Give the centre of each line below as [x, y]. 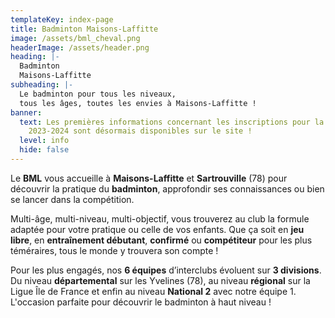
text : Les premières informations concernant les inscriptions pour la [172, 122]
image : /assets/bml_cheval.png [75, 38]
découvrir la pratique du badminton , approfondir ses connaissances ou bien [167, 188]
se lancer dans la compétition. [72, 199]
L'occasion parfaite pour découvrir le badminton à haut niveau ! [141, 302]
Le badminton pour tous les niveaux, [98, 94]
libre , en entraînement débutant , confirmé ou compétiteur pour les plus [161, 240]
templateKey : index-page [62, 19]
